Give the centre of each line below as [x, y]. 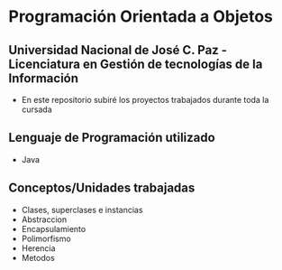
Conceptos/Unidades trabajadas [102, 188]
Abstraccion [44, 219]
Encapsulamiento [54, 228]
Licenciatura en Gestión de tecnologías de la [136, 64]
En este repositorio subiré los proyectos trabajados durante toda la [145, 100]
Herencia [38, 248]
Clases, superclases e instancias [82, 209]
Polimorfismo [46, 238]
